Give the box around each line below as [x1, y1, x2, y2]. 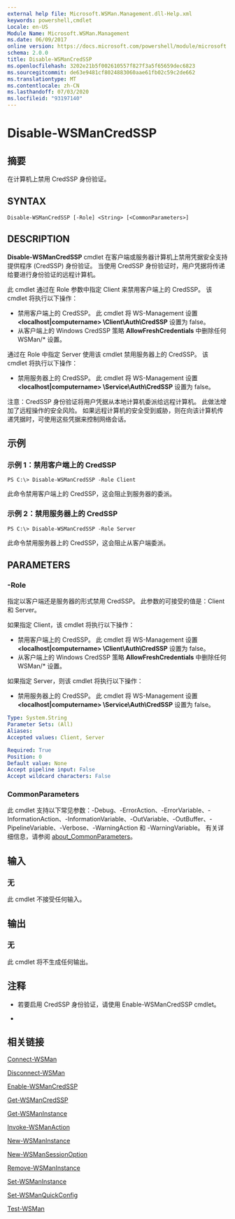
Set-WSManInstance [7, 1178, 67, 1186]
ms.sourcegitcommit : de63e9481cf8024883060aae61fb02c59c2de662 [7, 69, 196, 76]
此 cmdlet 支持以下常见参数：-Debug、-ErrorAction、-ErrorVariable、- [7, 806, 211, 814]
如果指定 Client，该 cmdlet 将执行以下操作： [7, 621, 135, 629]
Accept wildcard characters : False [7, 773, 111, 780]
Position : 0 [7, 753, 42, 760]
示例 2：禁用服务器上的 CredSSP [7, 509, 118, 519]
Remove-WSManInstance [7, 1164, 80, 1172]
